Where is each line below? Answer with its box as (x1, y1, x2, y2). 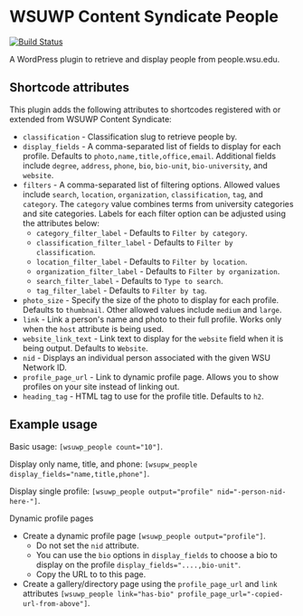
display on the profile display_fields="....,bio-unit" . (35, 559, 241, 570)
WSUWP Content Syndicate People (9, 6, 279, 27)
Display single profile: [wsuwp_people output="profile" (9, 486, 214, 497)
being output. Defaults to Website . (22, 342, 149, 354)
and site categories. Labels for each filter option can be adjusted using (22, 208, 287, 219)
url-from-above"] (22, 599, 89, 608)
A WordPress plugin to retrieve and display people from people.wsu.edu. (9, 53, 280, 64)
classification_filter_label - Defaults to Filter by (35, 237, 233, 248)
